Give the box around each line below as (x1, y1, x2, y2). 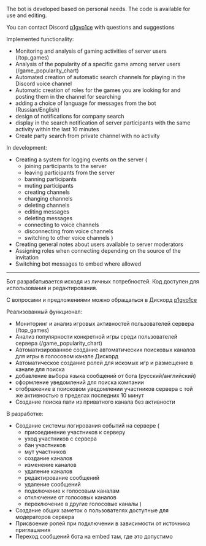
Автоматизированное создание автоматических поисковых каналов (15, 346, 196, 353)
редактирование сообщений (24, 474, 100, 481)
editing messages (24, 208, 69, 215)
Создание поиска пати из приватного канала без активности (15, 398, 176, 406)
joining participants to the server (24, 163, 107, 169)
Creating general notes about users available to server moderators (15, 240, 184, 248)
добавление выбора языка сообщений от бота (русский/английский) (15, 372, 196, 379)
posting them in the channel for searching (15, 93, 121, 100)
